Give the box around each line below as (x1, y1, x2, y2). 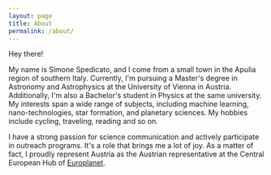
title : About (8, 19, 53, 28)
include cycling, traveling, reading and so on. (8, 117, 158, 126)
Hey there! (8, 49, 44, 59)
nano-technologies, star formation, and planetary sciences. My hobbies (8, 108, 248, 117)
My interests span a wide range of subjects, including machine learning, (8, 99, 249, 109)
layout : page (8, 11, 53, 20)
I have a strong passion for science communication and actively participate (8, 132, 260, 142)
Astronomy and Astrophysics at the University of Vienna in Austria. (8, 82, 232, 92)
